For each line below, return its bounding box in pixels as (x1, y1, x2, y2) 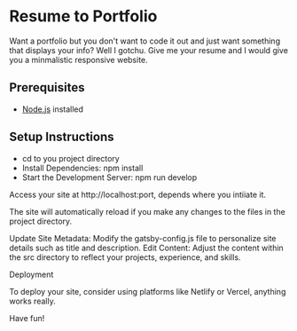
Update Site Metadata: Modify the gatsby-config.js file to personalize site (9, 232, 277, 243)
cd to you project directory (21, 153, 120, 163)
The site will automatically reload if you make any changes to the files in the (9, 206, 285, 217)
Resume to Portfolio (9, 6, 158, 27)
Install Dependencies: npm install (21, 162, 144, 173)
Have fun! (9, 312, 45, 323)
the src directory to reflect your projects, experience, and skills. (9, 251, 241, 263)
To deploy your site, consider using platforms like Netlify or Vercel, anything (9, 286, 286, 296)
